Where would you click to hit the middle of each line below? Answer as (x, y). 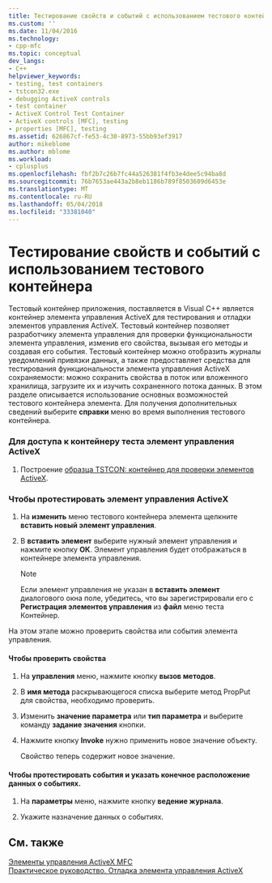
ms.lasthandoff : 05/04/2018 (56, 204)
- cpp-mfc (25, 46)
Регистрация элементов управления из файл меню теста (122, 606)
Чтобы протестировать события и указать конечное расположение (130, 774)
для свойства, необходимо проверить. (87, 701)
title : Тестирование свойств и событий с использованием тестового (125, 16)
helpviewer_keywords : (45, 76)
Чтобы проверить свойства (57, 658)
